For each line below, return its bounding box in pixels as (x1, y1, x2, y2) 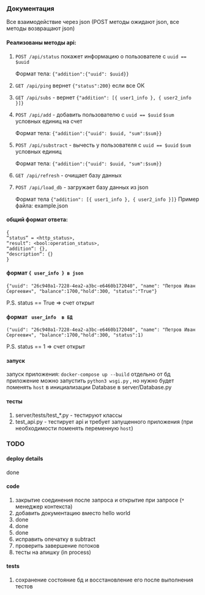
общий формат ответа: (6, 216, 69, 224)
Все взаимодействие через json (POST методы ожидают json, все (6, 18, 179, 26)
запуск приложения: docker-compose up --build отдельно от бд (6, 370, 171, 378)
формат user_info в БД (6, 313, 73, 321)
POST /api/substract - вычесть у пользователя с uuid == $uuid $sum (15, 141, 192, 149)
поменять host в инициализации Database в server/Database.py (6, 384, 172, 391)
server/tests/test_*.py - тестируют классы (15, 411, 122, 419)
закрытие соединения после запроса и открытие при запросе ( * (15, 496, 185, 504)
